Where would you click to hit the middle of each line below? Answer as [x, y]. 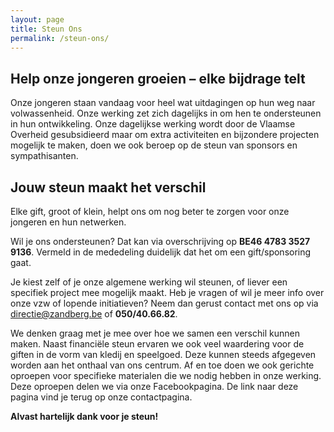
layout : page [37, 19]
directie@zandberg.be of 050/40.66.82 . [94, 314]
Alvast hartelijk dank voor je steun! [84, 416]
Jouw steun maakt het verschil [108, 187]
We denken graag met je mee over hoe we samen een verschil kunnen [155, 333]
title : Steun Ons [46, 29]
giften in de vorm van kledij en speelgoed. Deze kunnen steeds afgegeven [163, 354]
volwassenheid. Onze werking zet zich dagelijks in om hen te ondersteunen [166, 113]
